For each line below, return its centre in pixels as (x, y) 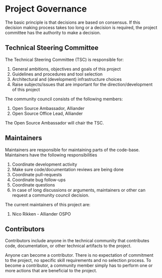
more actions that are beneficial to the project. (51, 271)
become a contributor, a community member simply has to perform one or (79, 265)
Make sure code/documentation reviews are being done (68, 169)
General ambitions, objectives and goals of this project (66, 69)
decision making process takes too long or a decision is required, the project (81, 27)
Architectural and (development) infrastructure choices (67, 79)
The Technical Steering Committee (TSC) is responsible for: (65, 60)
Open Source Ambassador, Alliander (48, 108)
